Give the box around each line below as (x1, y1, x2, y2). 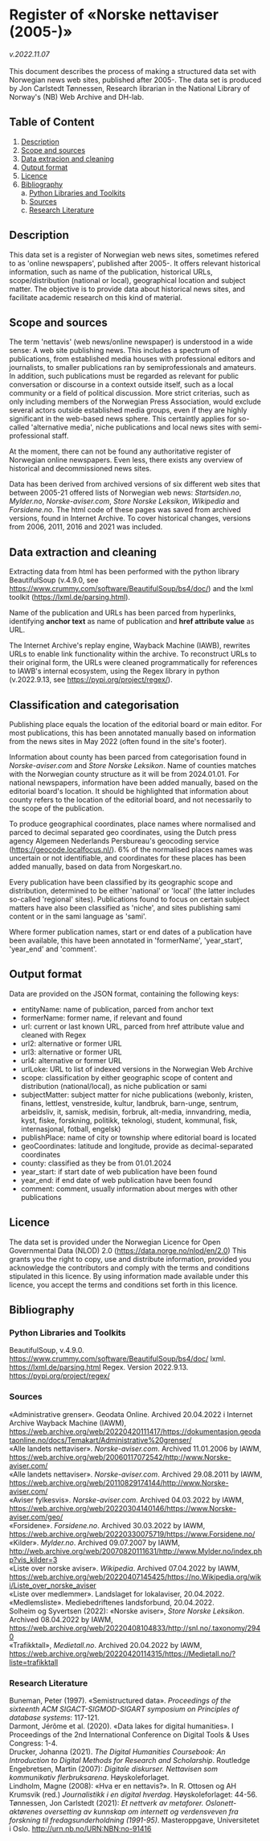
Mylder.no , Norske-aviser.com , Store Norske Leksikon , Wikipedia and (9, 496, 239, 506)
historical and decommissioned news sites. (9, 464, 152, 474)
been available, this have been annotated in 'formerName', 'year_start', (9, 935, 243, 945)
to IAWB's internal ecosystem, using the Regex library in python (9, 666, 220, 676)
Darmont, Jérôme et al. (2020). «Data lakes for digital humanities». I (9, 1721, 234, 1731)
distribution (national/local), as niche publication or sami (20, 1081, 207, 1091)
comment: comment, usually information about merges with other (20, 1184, 238, 1194)
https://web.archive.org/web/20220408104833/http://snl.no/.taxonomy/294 (9, 1623, 261, 1633)
